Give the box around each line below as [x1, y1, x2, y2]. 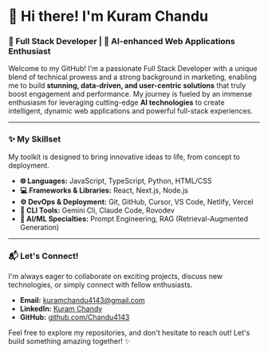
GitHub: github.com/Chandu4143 [19, 312, 130, 322]
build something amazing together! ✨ [8, 336, 131, 346]
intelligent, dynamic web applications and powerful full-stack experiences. [8, 106, 254, 116]
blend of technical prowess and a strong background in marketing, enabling [8, 72, 257, 82]
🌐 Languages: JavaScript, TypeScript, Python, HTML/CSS [19, 176, 213, 185]
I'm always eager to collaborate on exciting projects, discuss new [8, 272, 223, 281]
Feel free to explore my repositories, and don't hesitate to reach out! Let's [8, 328, 250, 338]
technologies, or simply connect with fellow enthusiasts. [8, 280, 193, 290]
